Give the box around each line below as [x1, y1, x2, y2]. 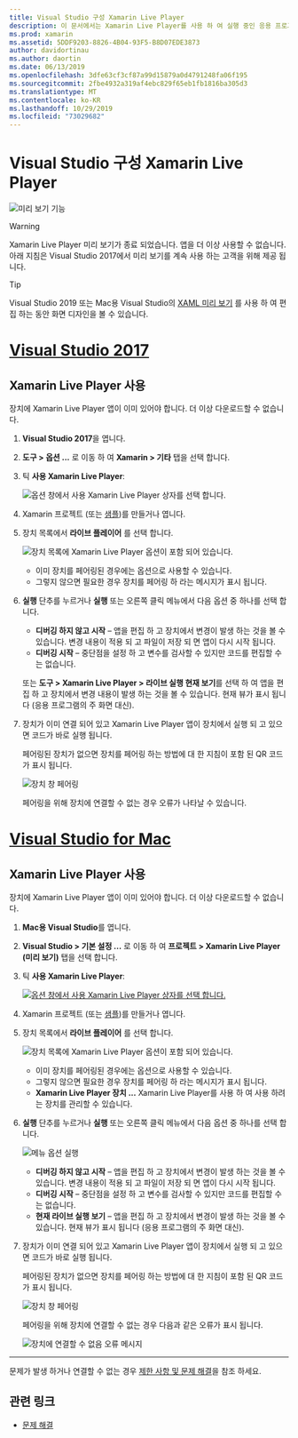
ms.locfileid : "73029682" [9, 112, 105, 121]
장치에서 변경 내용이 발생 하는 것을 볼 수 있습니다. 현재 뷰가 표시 [50, 689, 271, 699]
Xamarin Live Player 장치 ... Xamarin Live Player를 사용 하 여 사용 [35, 1088, 270, 1098]
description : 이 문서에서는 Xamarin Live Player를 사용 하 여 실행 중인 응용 [9, 21, 272, 30]
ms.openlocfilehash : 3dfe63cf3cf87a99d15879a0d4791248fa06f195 [9, 71, 248, 80]
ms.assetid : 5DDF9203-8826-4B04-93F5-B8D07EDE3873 [9, 37, 200, 47]
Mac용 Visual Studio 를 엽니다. [21, 922, 131, 933]
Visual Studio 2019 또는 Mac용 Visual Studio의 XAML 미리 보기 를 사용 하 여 [9, 298, 278, 308]
